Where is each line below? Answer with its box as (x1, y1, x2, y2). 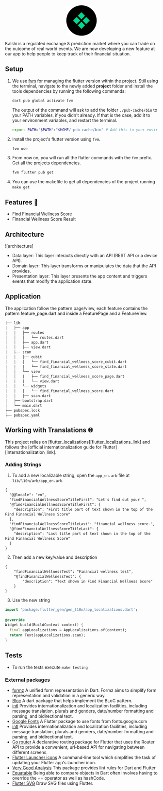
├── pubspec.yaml (5, 413, 40, 418)
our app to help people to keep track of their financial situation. (5, 51, 131, 56)
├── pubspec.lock (5, 408, 40, 413)
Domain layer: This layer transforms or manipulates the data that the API (12, 263, 156, 269)
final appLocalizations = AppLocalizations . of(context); (9, 628, 127, 633)
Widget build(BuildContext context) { (5, 622, 83, 627)
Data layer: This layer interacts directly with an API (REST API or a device (12, 252, 158, 258)
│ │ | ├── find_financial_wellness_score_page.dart (5, 374, 125, 379)
